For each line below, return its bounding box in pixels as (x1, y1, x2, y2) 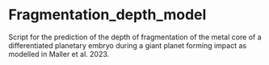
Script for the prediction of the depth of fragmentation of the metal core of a (8, 32, 262, 42)
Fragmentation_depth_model (8, 6, 207, 24)
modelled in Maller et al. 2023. (8, 49, 110, 59)
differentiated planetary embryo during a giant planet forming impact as (8, 40, 247, 50)
